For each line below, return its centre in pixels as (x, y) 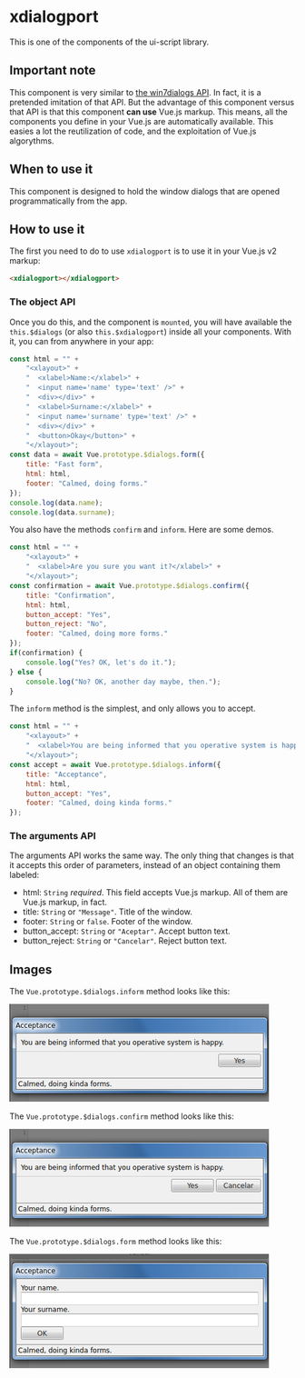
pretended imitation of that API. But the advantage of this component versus (152, 102)
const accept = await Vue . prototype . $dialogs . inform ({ (115, 764)
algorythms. (32, 140)
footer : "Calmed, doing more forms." (97, 634)
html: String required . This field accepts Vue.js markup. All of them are (155, 893)
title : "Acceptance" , (66, 774)
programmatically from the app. (69, 201)
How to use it (47, 229)
